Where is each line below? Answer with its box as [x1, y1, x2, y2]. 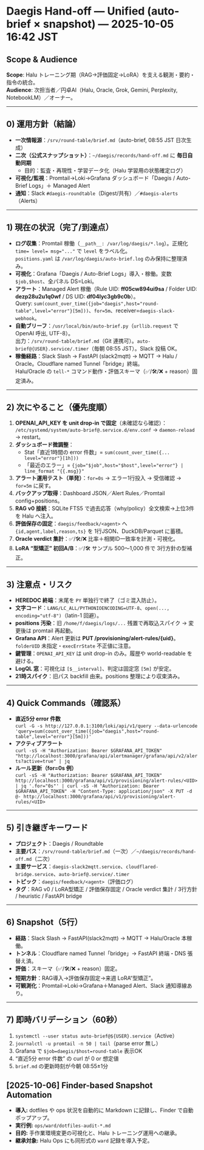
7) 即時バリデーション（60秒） [6, 1015, 123, 1025]
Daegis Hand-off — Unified [6, 4, 145, 18]
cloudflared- [125, 864, 159, 870]
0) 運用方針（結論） [6, 119, 81, 129]
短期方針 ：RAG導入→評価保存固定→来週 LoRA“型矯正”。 [15, 974, 157, 982]
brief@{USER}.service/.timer [15, 346, 89, 352]
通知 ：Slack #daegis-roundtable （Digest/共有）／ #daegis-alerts [15, 190, 178, 197]
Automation [6, 1089, 52, 1100]
